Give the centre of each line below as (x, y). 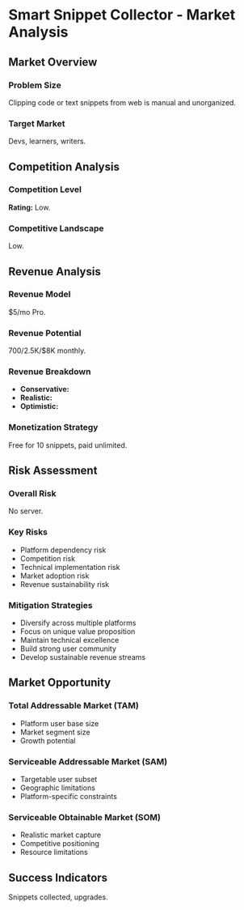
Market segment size (55, 732)
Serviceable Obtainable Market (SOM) (85, 817)
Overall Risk (32, 494)
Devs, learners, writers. (47, 141)
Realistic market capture (61, 835)
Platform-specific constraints (68, 796)
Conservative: (45, 389)
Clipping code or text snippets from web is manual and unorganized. (122, 102)
